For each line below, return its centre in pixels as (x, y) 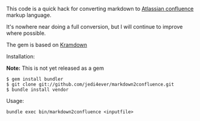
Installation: (21, 56)
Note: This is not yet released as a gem (55, 68)
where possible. (26, 33)
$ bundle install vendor (37, 90)
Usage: (15, 101)
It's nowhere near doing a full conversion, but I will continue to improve (95, 27)
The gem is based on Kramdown (47, 45)
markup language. (29, 15)
